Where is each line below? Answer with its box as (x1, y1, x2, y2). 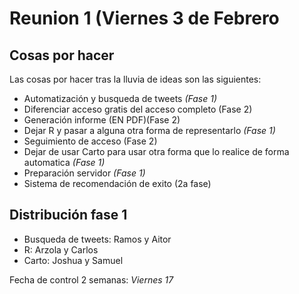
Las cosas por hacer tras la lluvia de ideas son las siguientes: (9, 73, 262, 85)
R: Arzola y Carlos (23, 243, 99, 256)
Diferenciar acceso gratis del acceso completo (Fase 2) (23, 103, 253, 115)
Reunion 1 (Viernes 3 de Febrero (9, 7, 280, 30)
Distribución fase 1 (9, 207, 128, 224)
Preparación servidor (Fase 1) (23, 167, 146, 179)
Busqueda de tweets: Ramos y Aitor (23, 233, 172, 245)
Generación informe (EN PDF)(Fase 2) (23, 114, 181, 126)
